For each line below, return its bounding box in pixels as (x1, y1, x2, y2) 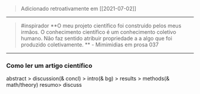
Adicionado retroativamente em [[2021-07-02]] (20, 5, 137, 12)
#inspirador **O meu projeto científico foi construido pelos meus (20, 22, 182, 29)
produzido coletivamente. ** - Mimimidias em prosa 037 (20, 41, 159, 48)
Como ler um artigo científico (6, 61, 92, 70)
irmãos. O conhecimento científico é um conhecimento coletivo (20, 29, 177, 35)
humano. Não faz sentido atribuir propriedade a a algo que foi (20, 35, 173, 42)
